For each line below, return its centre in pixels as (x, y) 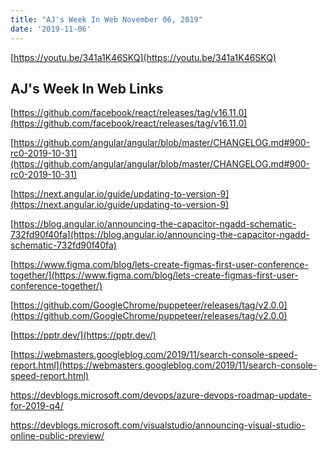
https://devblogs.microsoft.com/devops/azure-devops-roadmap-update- (161, 395)
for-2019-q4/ (37, 406)
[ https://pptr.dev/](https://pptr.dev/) (83, 335)
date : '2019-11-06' (51, 29)
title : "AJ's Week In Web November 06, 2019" (106, 19)
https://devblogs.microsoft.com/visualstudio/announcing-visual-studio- (158, 425)
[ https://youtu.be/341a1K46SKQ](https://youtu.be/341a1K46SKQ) (143, 57)
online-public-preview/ (57, 436)
